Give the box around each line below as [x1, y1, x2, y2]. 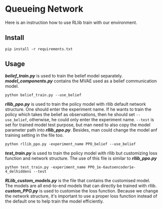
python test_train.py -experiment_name [5, 165, 86, 170]
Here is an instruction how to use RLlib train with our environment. [5, 19, 138, 25]
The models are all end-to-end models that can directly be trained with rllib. [5, 183, 157, 189]
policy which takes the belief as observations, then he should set [5, 111, 135, 117]
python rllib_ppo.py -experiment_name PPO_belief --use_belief [5, 141, 136, 147]
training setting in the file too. [5, 132, 64, 138]
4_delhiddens [5, 169, 32, 174]
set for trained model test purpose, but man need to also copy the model [5, 122, 151, 128]
